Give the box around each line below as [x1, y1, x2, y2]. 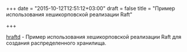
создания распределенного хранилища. [6, 40, 107, 46]
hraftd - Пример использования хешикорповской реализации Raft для [6, 34, 182, 40]
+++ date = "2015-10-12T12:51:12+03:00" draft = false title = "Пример [6, 5, 175, 12]
